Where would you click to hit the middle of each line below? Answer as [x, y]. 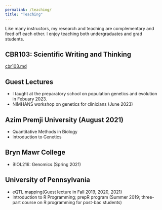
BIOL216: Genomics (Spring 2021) [47, 164]
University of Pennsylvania [48, 180]
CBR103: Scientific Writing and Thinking [68, 54]
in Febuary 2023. [30, 99]
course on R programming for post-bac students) [72, 202]
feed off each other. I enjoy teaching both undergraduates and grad [74, 34]
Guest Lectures [29, 82]
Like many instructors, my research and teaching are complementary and [80, 28]
